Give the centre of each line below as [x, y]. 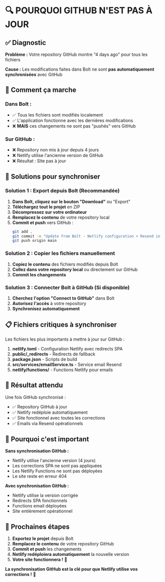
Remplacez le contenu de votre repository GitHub [63, 544]
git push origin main [34, 241]
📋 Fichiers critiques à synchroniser [61, 325]
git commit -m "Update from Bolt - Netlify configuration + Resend [83, 236]
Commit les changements [39, 274]
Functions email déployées [39, 506]
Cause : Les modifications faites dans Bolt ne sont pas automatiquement [80, 69]
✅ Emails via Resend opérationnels [48, 423]
